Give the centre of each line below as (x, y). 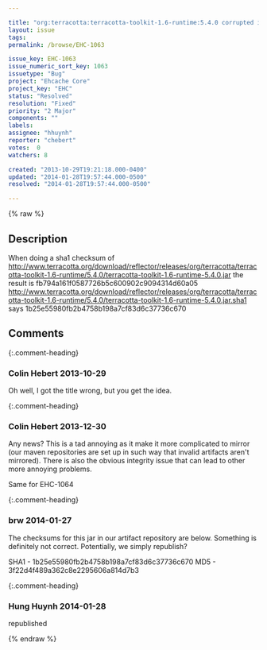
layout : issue (32, 30)
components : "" (33, 118)
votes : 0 (25, 148)
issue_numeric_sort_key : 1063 (58, 67)
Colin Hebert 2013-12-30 (58, 426)
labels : (21, 126)
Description (38, 239)
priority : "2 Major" (43, 111)
